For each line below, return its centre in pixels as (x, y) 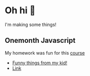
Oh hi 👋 (20, 10)
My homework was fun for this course (45, 53)
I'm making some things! (31, 24)
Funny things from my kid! (40, 63)
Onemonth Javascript (40, 41)
